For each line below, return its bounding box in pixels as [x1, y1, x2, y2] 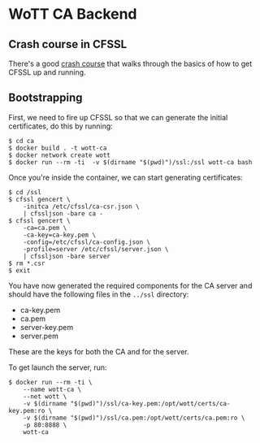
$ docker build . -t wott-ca [8, 144, 107, 152]
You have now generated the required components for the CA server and [8, 280, 253, 290]
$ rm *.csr [8, 259, 45, 267]
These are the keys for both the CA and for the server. [8, 346, 189, 356]
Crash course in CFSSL [8, 37, 128, 51]
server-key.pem [19, 322, 74, 332]
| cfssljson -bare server [23, 252, 111, 260]
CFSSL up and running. [8, 67, 87, 77]
